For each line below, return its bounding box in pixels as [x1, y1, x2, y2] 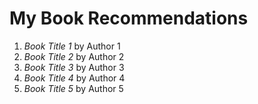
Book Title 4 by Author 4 [23, 72, 126, 84]
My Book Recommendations [9, 7, 249, 30]
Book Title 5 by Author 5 [23, 82, 124, 94]
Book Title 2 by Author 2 [23, 50, 125, 62]
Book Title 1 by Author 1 [23, 40, 121, 52]
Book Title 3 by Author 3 [23, 61, 125, 73]
